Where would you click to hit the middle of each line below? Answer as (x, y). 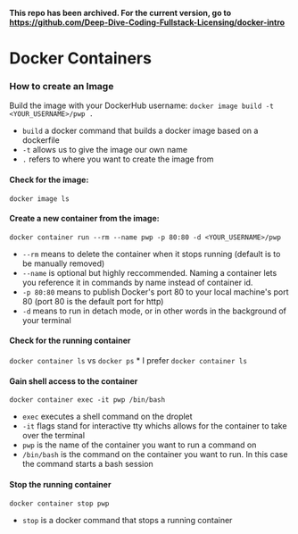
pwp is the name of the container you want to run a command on (139, 445)
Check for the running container (70, 341)
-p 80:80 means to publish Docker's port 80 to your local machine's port (155, 292)
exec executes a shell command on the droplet (108, 417)
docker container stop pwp (59, 504)
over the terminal (54, 436)
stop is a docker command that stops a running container (127, 520)
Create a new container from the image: (84, 219)
